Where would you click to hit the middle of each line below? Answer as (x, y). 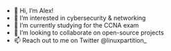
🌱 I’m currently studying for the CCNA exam (76, 25)
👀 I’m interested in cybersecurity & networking (80, 18)
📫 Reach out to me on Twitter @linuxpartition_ (80, 40)
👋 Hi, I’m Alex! (34, 11)
